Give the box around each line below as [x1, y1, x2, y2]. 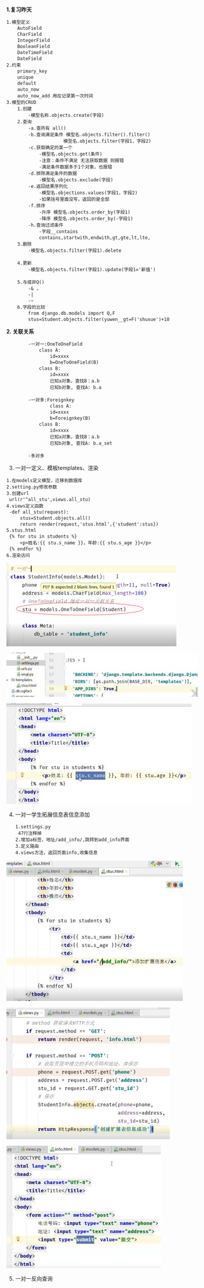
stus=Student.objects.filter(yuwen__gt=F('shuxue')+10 [28, 316, 170, 322]
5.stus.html [6, 527, 36, 533]
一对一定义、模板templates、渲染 [15, 465, 99, 471]
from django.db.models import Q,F [28, 310, 115, 316]
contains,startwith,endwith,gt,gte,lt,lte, [38, 235, 151, 241]
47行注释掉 [18, 830, 42, 837]
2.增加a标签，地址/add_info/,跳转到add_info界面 [15, 837, 129, 843]
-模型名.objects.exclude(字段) [38, 177, 114, 183]
